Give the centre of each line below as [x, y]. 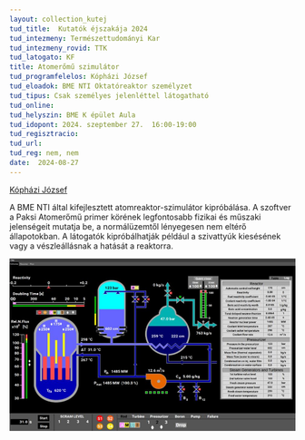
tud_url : [26, 144]
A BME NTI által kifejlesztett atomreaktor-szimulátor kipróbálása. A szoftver [150, 207]
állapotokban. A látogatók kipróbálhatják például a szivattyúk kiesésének [145, 236]
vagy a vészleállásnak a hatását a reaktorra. [92, 246]
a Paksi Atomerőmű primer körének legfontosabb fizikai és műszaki [135, 217]
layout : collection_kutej [58, 19]
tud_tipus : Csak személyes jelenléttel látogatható [109, 95]
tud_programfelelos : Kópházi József [79, 77]
